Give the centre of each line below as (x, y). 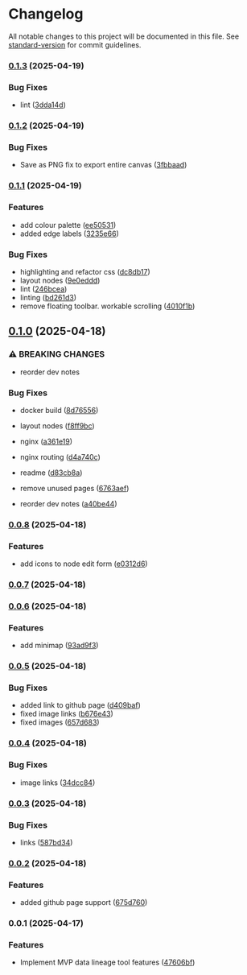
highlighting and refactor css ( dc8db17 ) (85, 271)
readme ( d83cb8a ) (51, 473)
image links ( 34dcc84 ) (58, 783)
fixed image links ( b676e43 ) (67, 714)
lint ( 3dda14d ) (43, 105)
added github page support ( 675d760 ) (84, 903)
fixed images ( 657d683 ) (60, 722)
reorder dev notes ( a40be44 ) (69, 503)
